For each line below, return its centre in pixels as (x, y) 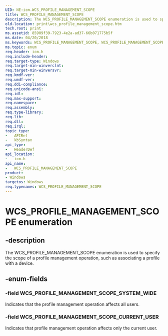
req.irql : (15, 126)
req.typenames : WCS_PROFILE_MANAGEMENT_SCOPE (53, 187)
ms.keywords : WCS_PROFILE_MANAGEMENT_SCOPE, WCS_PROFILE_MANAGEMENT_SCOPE (85, 43)
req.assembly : (20, 108)
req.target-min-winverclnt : (34, 66)
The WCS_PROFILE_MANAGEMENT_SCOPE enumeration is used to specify (82, 252)
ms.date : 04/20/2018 (27, 38)
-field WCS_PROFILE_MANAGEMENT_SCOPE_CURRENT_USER (82, 317)
